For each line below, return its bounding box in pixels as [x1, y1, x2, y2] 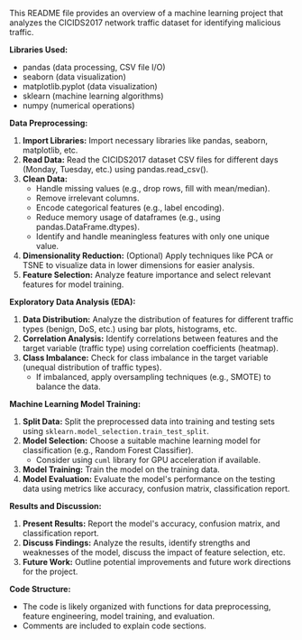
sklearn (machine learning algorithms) [22, 90, 164, 101]
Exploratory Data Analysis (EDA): [9, 297, 136, 307]
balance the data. [35, 381, 101, 392]
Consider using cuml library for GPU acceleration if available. [35, 455, 261, 465]
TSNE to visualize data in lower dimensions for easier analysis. [22, 260, 255, 270]
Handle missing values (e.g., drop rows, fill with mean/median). [35, 183, 270, 193]
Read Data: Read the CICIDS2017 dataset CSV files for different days [22, 154, 279, 165]
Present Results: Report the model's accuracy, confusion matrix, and [22, 518, 281, 529]
